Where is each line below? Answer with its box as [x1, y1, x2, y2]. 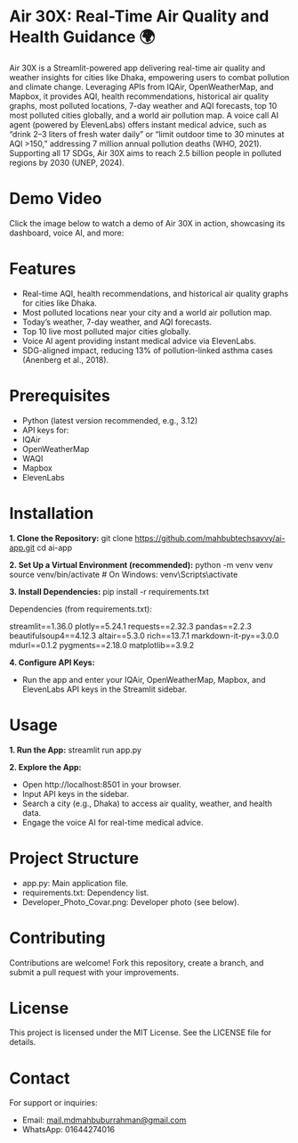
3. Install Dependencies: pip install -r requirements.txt [9, 586, 209, 596]
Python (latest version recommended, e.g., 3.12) [21, 415, 198, 425]
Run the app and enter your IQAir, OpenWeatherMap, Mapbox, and [21, 674, 266, 685]
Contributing [9, 927, 106, 948]
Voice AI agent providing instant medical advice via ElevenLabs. [21, 335, 256, 346]
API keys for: [21, 424, 69, 435]
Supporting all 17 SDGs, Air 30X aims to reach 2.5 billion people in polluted [9, 147, 282, 158]
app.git [9, 542, 36, 553]
